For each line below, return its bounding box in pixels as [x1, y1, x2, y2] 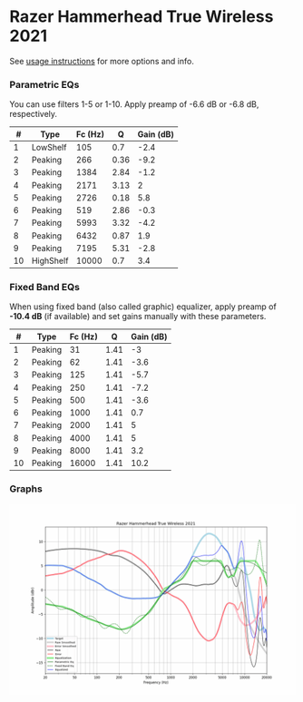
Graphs [9, 483, 43, 495]
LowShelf [31, 141, 67, 152]
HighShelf [31, 256, 69, 267]
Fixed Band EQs [9, 280, 80, 293]
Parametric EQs [9, 78, 80, 91]
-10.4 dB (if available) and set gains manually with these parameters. [9, 311, 267, 322]
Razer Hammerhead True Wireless [9, 6, 274, 27]
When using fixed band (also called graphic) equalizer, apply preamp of [9, 301, 277, 312]
